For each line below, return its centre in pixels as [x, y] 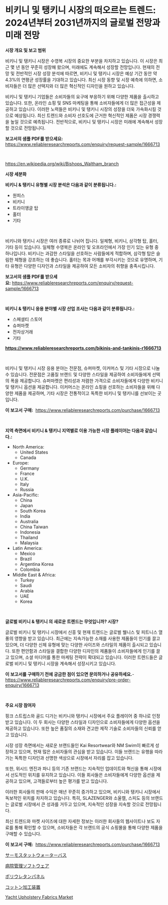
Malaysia [29, 543]
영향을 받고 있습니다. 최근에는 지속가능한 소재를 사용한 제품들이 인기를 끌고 [87, 638]
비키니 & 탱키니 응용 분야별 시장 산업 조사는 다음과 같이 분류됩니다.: [70, 309]
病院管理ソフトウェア [27, 865]
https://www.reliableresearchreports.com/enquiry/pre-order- [68, 680]
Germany [29, 468]
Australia [29, 521]
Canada [28, 458]
